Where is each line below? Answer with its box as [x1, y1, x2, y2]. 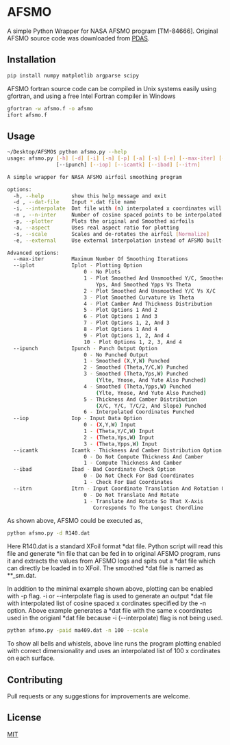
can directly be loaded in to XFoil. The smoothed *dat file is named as [7, 564, 204, 572]
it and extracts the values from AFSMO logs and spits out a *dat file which [7, 557, 216, 565]
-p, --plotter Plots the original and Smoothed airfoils [13, 218, 194, 225]
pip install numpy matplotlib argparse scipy [7, 72, 139, 79]
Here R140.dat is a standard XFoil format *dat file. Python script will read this [7, 542, 223, 550]
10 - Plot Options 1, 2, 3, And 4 [83, 339, 183, 345]
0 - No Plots [83, 269, 121, 276]
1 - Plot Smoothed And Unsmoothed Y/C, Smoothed [83, 275, 225, 282]
